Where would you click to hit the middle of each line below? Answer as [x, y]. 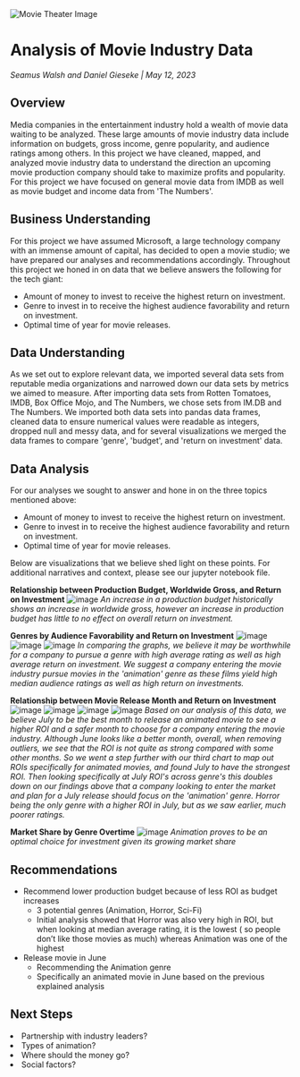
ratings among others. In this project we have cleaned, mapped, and [136, 153]
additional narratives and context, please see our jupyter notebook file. [140, 572]
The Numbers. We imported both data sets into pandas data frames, [136, 412]
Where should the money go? [76, 1055]
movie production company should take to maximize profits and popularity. [148, 172]
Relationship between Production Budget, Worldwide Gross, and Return [146, 590]
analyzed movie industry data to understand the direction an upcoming [141, 162]
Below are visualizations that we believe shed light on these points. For [140, 564]
